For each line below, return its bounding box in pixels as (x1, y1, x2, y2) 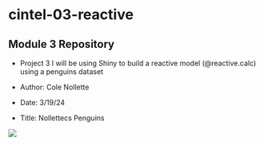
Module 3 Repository (8, 37, 114, 51)
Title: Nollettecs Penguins (19, 113, 105, 123)
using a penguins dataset (19, 67, 104, 76)
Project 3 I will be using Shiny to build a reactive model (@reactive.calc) (19, 58, 257, 68)
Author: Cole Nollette (19, 82, 90, 92)
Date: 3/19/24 (19, 98, 66, 107)
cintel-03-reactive (8, 6, 134, 24)
